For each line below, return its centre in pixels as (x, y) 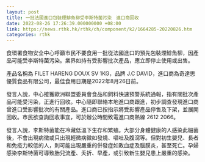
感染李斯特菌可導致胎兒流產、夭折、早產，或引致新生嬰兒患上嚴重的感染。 (100, 153)
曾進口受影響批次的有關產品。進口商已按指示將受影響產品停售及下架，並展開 (103, 109)
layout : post (23, 12)
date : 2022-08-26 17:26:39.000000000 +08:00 (64, 23)
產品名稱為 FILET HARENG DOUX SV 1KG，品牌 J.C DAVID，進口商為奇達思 (101, 73)
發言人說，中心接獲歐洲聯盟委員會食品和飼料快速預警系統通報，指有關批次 (100, 94)
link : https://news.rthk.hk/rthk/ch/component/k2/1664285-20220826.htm (99, 29)
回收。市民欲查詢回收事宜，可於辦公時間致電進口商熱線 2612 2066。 (93, 117)
